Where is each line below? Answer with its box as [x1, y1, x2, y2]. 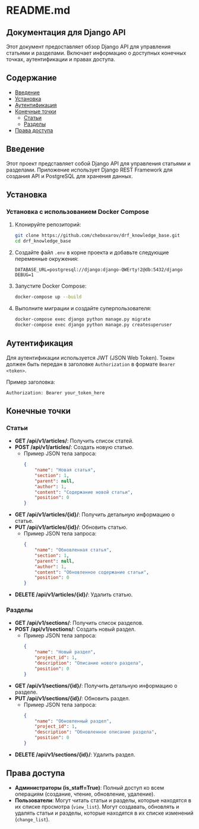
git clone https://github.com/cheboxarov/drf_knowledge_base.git [14, 233, 180, 239]
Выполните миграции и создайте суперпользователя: [14, 304, 151, 311]
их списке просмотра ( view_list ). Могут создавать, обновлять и [14, 803, 179, 810]
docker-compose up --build [14, 294, 82, 300]
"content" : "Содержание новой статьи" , [34, 489, 134, 495]
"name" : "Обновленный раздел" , [34, 718, 112, 724]
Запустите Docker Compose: [14, 282, 87, 289]
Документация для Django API [6, 27, 126, 38]
